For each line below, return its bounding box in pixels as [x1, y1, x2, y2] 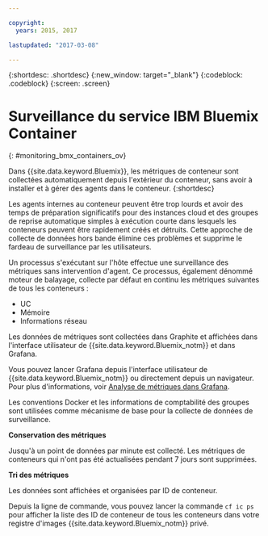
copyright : [8, 19, 45, 27]
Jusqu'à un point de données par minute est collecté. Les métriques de [8, 446, 245, 456]
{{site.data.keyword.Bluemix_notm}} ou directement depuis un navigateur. [8, 373, 254, 383]
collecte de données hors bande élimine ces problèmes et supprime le [8, 233, 243, 243]
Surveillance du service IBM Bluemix [8, 107, 259, 125]
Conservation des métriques [8, 430, 107, 440]
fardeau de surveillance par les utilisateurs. [8, 242, 152, 252]
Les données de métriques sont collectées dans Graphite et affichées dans [8, 332, 258, 341]
